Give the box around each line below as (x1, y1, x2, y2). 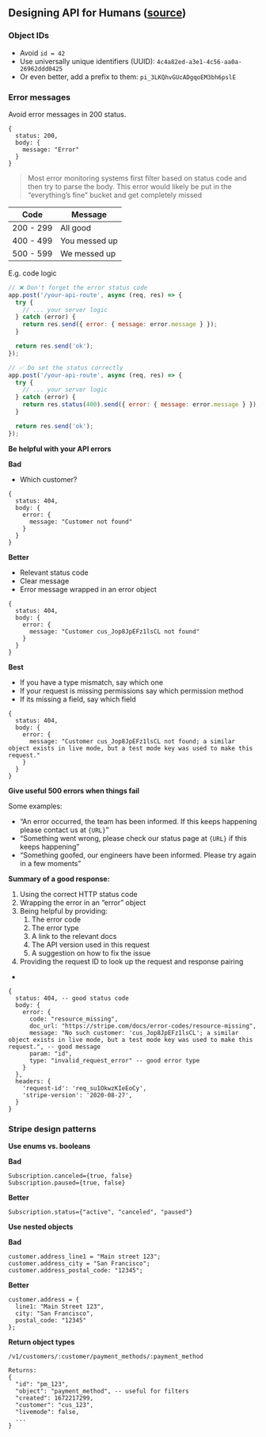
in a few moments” (19, 858, 82, 868)
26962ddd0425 (19, 65, 63, 73)
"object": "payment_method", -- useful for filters (15, 1387, 190, 1396)
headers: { (15, 1077, 51, 1085)
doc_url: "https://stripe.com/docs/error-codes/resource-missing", (28, 1021, 257, 1030)
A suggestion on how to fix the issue (31, 948, 151, 957)
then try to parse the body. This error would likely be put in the (27, 181, 232, 191)
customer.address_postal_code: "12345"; (8, 1267, 144, 1275)
